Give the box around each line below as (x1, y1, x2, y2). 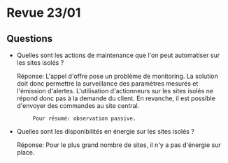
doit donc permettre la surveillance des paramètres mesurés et (16, 79, 199, 88)
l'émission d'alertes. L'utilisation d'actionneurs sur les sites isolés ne (16, 87, 214, 95)
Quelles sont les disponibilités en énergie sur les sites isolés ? (16, 127, 195, 135)
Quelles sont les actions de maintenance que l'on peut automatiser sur (16, 51, 220, 59)
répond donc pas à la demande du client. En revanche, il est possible (16, 94, 216, 102)
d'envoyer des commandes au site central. (16, 102, 140, 109)
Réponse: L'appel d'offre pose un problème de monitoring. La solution (16, 72, 218, 80)
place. (16, 148, 35, 156)
